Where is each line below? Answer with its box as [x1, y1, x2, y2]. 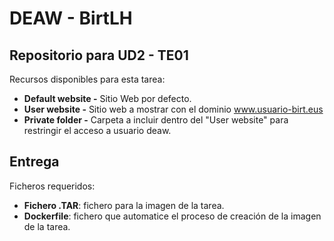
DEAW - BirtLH [9, 7, 133, 30]
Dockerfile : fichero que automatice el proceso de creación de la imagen [23, 210, 322, 222]
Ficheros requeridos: [9, 180, 96, 192]
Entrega [9, 153, 60, 171]
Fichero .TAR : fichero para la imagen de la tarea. [23, 199, 225, 211]
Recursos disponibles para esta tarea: [9, 73, 166, 85]
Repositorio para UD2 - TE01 [9, 47, 189, 64]
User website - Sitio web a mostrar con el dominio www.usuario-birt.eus [23, 103, 324, 115]
